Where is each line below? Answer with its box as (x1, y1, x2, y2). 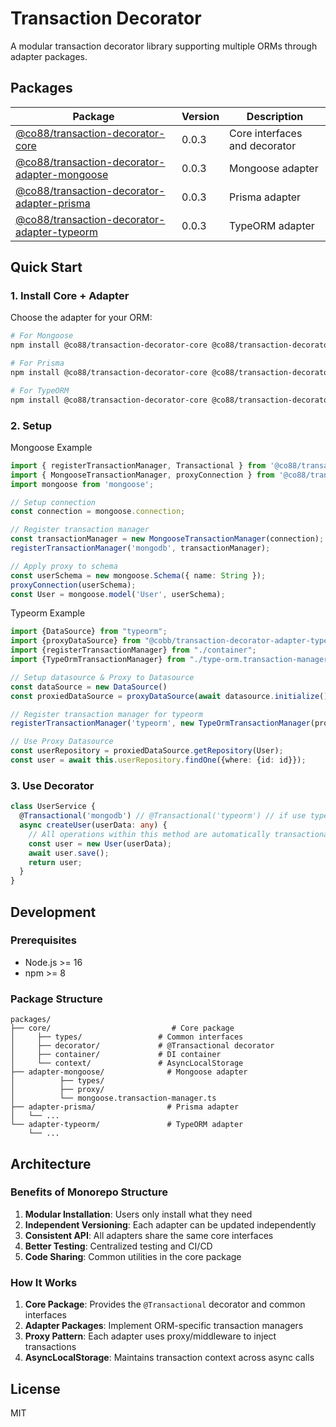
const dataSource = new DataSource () (10, 682, 168, 692)
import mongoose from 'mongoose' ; (10, 479, 155, 489)
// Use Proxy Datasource (10, 737, 114, 747)
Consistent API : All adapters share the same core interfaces (24, 1229, 274, 1241)
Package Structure (10, 992, 103, 1006)
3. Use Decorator (10, 778, 95, 792)
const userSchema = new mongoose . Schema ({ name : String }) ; (10, 570, 267, 581)
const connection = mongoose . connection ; (10, 507, 186, 517)
